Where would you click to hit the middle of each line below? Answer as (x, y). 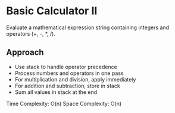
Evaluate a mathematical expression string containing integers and (88, 27)
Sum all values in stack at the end (56, 92)
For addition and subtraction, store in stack (67, 86)
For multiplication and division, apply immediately (75, 79)
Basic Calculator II (52, 11)
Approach (25, 53)
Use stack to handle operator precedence (66, 67)
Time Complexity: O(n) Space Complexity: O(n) (64, 103)
